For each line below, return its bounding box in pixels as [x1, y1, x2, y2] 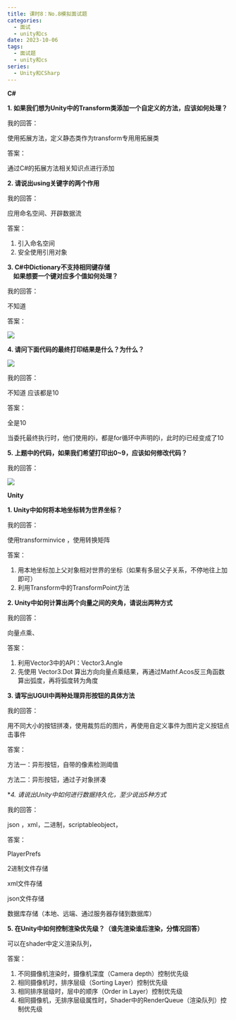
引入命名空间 [17, 238, 55, 248]
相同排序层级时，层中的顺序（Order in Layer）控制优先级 [17, 987, 183, 995]
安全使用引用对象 [17, 248, 68, 256]
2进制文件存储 [7, 864, 49, 872]
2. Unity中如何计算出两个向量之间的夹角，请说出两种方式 [7, 598, 173, 607]
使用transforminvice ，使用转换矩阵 [7, 535, 111, 544]
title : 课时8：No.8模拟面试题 [7, 10, 88, 18]
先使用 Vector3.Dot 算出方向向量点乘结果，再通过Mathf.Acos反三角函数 [17, 667, 225, 676]
